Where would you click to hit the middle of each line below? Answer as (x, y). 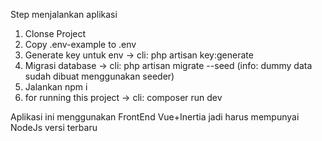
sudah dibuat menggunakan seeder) (99, 76)
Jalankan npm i (56, 87)
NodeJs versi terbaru (54, 127)
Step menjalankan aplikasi (64, 14)
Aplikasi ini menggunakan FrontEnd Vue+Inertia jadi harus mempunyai (155, 117)
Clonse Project (55, 33)
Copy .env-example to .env (80, 44)
